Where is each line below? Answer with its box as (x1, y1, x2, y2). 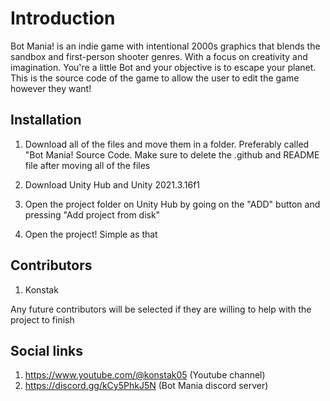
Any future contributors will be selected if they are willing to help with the (10, 303, 312, 315)
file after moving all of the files (24, 159, 151, 171)
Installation (10, 112, 82, 129)
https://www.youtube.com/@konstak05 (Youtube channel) (24, 369, 266, 381)
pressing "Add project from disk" (24, 208, 161, 221)
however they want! (10, 82, 92, 94)
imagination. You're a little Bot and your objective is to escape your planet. (10, 61, 317, 73)
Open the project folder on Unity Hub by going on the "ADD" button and (24, 198, 321, 210)
